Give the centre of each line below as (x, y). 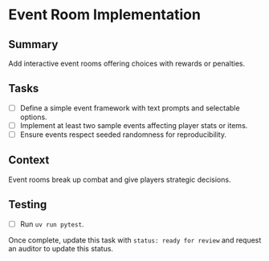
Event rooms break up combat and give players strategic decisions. (120, 179)
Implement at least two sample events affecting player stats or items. (134, 125)
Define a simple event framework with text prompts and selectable (130, 108)
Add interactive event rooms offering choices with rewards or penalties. (127, 63)
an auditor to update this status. (61, 248)
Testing (28, 205)
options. (33, 117)
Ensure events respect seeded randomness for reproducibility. (123, 135)
